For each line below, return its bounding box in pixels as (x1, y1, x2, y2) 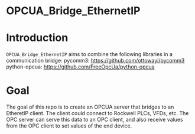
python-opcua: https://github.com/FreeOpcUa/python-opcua (6, 63, 155, 70)
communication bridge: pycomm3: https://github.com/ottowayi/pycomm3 (6, 57, 185, 64)
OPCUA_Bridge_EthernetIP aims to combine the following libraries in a (6, 51, 173, 58)
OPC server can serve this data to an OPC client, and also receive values (6, 116, 183, 123)
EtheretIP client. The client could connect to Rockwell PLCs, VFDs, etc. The (6, 110, 189, 117)
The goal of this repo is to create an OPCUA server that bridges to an (6, 103, 174, 110)
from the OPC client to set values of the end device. (6, 122, 132, 129)
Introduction (6, 31, 69, 45)
